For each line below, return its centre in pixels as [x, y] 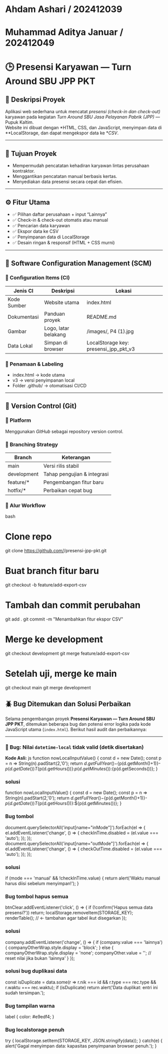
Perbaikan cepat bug [68, 490]
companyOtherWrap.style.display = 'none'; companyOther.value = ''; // [78, 953]
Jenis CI [23, 291]
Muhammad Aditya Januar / [64, 32]
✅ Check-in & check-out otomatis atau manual [60, 220]
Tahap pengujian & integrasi [76, 474]
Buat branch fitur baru [52, 571]
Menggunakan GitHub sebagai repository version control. [64, 431]
